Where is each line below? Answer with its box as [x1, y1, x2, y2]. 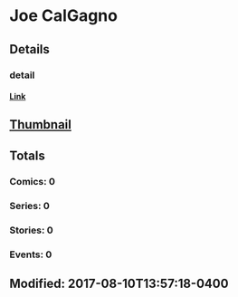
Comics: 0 [9, 175, 56, 187]
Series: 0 [9, 199, 50, 212]
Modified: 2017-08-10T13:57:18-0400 [9, 275, 229, 291]
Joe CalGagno [9, 5, 118, 26]
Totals [9, 148, 45, 163]
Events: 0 [9, 248, 52, 261]
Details [9, 42, 50, 57]
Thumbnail [9, 117, 72, 132]
